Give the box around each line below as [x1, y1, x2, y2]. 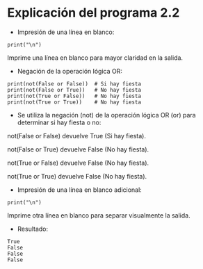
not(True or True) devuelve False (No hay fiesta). [7, 172, 147, 180]
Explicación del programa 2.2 [7, 5, 180, 21]
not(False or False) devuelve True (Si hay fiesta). [7, 131, 146, 140]
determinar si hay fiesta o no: [17, 118, 101, 127]
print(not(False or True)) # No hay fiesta [7, 86, 141, 93]
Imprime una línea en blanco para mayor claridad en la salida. [7, 54, 183, 62]
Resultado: [17, 225, 49, 233]
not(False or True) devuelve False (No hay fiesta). [7, 145, 149, 154]
